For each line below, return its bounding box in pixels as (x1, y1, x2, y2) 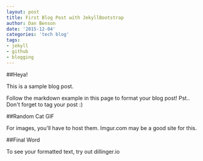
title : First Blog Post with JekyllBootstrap (6, 15, 124, 21)
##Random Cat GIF (6, 112, 55, 120)
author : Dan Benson (6, 20, 56, 26)
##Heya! (6, 70, 28, 78)
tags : (6, 37, 20, 43)
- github (6, 49, 29, 55)
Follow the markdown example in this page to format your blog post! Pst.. (6, 94, 190, 101)
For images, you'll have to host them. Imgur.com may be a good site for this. (6, 124, 197, 131)
